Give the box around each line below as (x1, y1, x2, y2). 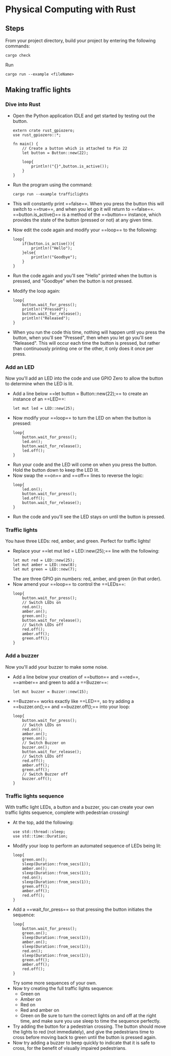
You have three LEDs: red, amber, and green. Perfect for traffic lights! (5, 538, 151, 544)
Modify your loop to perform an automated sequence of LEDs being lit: (12, 843, 162, 849)
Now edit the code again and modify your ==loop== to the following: (12, 227, 157, 233)
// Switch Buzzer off (22, 772, 68, 777)
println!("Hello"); (31, 246, 72, 251)
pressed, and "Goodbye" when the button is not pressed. (12, 278, 133, 284)
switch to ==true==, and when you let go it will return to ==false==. (12, 206, 155, 212)
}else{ (22, 250, 36, 255)
